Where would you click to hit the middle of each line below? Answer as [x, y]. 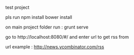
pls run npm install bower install [39, 17]
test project [17, 7]
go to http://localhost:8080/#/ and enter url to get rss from [67, 37]
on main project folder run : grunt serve [47, 27]
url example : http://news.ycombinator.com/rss [55, 47]
